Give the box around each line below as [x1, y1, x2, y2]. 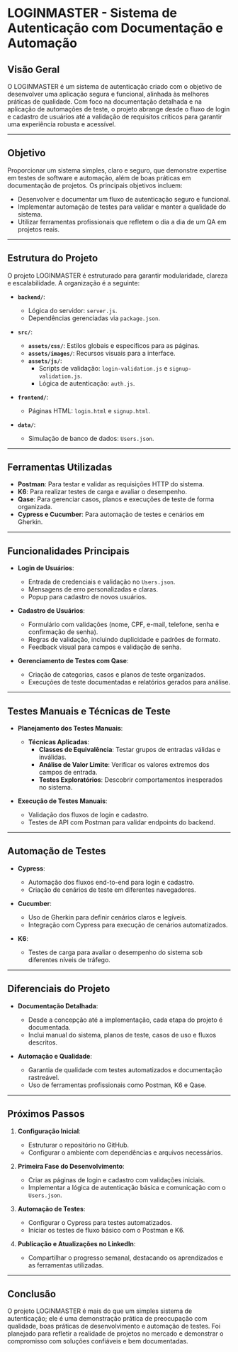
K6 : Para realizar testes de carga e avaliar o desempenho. [17, 488, 188, 496]
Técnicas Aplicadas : [28, 738, 90, 746]
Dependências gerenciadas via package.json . [28, 314, 161, 322]
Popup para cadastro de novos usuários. [28, 593, 147, 601]
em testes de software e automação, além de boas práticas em [7, 173, 191, 182]
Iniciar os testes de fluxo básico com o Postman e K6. [28, 1226, 186, 1234]
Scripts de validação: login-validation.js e [38, 364, 168, 372]
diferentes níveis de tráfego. [28, 955, 111, 964]
